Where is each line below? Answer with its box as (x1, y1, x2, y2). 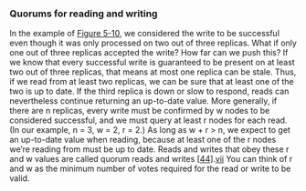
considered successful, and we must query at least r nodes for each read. (9, 115, 288, 126)
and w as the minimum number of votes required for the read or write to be (9, 163, 291, 175)
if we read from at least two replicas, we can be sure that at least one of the (9, 76, 294, 87)
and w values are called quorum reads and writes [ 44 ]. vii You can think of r (9, 154, 293, 165)
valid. (9, 173, 30, 184)
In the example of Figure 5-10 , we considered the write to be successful (9, 28, 280, 39)
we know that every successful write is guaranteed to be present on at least (9, 57, 295, 68)
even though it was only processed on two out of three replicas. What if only (9, 37, 297, 48)
